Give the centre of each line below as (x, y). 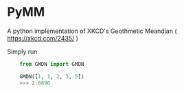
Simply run (22, 51)
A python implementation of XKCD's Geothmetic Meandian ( (92, 31)
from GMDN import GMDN (52, 64)
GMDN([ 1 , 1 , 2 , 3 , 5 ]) (52, 76)
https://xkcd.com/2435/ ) (43, 38)
